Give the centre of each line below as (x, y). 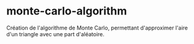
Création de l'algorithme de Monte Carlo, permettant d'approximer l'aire (97, 28)
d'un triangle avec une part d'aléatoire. (56, 34)
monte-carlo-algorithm (67, 11)
